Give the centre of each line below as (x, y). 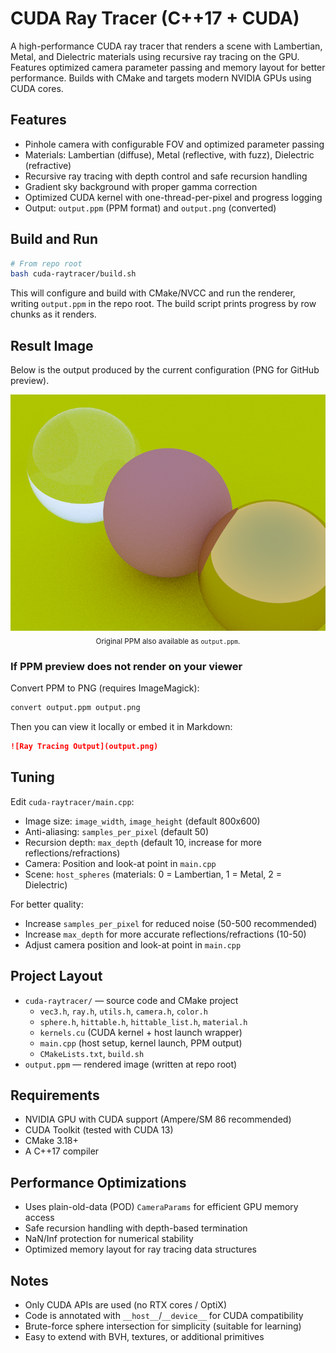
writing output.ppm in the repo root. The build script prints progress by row (163, 304)
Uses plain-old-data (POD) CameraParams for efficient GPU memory (161, 1207)
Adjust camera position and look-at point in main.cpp (133, 944)
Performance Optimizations (98, 1182)
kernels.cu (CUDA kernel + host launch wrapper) (141, 1032)
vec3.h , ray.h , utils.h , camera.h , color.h (123, 1011)
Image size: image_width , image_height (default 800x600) (142, 821)
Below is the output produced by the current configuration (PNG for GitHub (165, 370)
